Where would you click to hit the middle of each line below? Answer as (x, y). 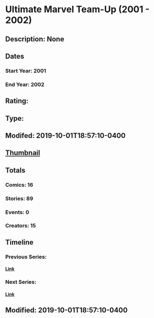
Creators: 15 (21, 226)
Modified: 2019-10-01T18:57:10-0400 (67, 310)
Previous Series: (26, 257)
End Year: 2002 (25, 84)
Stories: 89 (19, 198)
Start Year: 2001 (26, 71)
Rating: (17, 101)
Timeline (20, 242)
